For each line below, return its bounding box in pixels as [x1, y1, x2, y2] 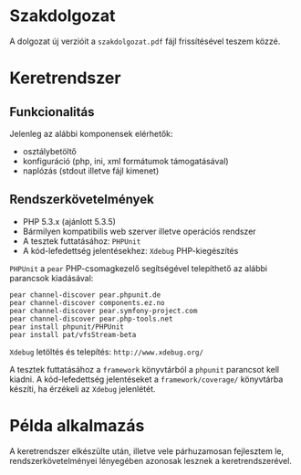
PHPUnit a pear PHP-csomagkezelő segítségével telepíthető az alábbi [9, 262, 267, 274]
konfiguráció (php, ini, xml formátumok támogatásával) [22, 155, 230, 166]
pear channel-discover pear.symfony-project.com [9, 306, 198, 315]
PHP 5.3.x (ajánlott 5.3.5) [22, 216, 117, 227]
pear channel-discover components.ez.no [9, 298, 166, 307]
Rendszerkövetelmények [9, 192, 155, 207]
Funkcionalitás [9, 104, 95, 120]
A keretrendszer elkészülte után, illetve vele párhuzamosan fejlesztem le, [9, 445, 285, 457]
